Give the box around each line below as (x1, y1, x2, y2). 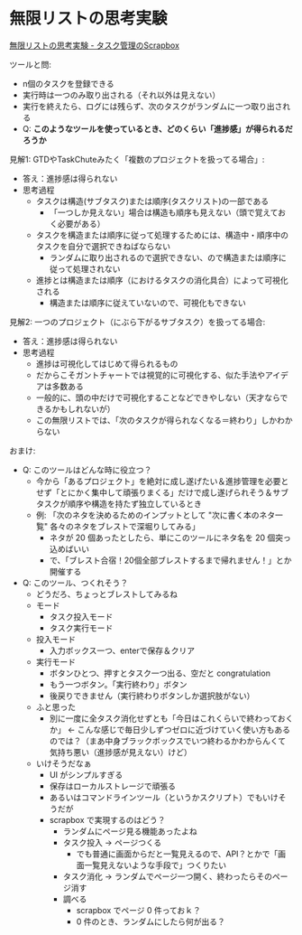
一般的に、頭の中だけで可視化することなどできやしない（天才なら (35, 392, 281, 403)
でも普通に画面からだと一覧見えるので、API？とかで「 (76, 848, 279, 859)
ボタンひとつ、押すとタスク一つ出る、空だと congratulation (49, 668, 270, 678)
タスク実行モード (49, 622, 114, 633)
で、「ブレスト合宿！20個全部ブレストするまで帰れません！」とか (49, 555, 292, 566)
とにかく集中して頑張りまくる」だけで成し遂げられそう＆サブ (59, 487, 288, 498)
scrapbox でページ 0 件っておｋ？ (76, 904, 201, 915)
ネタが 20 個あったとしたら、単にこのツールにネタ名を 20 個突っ (49, 532, 291, 543)
